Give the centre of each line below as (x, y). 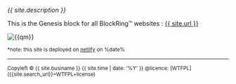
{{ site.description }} (37, 10)
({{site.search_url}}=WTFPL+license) (52, 74)
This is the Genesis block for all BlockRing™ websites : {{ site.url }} (103, 23)
